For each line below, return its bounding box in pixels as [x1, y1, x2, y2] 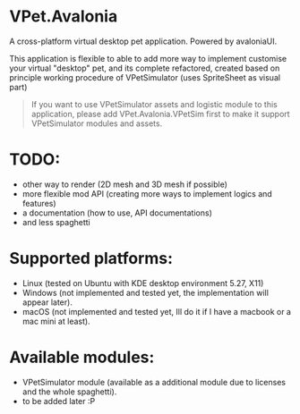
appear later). [21, 297, 73, 308]
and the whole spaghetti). [21, 386, 117, 397]
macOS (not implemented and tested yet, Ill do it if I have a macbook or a [21, 306, 291, 317]
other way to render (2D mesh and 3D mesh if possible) [21, 179, 228, 190]
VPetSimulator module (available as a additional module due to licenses [21, 376, 287, 387]
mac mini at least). [21, 316, 91, 326]
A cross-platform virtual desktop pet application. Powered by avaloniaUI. [9, 36, 278, 46]
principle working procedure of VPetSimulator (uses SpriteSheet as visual [9, 72, 280, 82]
